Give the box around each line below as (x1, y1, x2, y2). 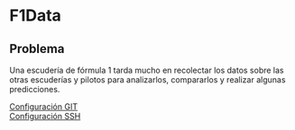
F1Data (9, 5, 61, 26)
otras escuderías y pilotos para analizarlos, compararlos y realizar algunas (9, 74, 286, 85)
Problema (9, 41, 65, 56)
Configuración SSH (9, 111, 81, 121)
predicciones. (9, 84, 60, 94)
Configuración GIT (9, 101, 78, 112)
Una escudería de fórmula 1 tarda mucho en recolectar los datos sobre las (9, 65, 284, 75)
